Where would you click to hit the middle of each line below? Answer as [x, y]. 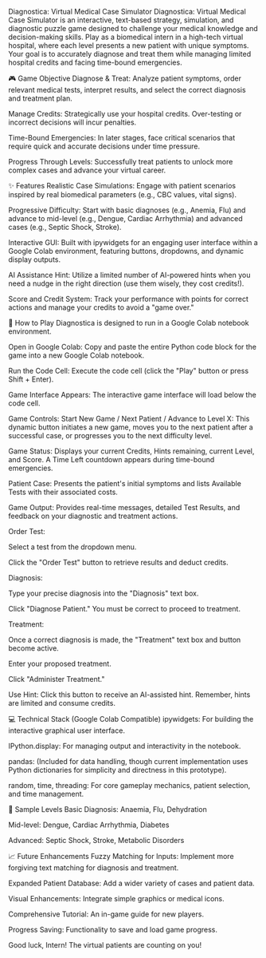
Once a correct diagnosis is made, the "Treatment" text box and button [125, 639]
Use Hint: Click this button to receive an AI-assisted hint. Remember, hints [129, 695]
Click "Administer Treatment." [57, 679]
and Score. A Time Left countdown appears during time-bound [111, 459]
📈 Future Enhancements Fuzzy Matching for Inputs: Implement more [121, 856]
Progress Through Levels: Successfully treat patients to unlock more [121, 162]
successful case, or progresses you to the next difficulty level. [110, 435]
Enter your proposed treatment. [60, 663]
